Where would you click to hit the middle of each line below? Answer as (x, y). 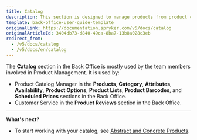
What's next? (23, 119)
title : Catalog (25, 11)
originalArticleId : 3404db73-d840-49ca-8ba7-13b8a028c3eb (78, 33)
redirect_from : (25, 39)
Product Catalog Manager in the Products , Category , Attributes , (93, 84)
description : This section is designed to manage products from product (97, 17)
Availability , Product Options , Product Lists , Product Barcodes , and (98, 90)
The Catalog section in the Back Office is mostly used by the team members (98, 66)
